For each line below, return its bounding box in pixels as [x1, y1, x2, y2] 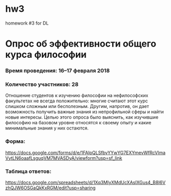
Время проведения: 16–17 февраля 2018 [5, 67, 110, 74]
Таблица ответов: [5, 167, 52, 175]
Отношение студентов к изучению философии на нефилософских [5, 93, 149, 99]
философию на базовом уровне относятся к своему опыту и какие [5, 120, 152, 126]
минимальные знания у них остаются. [5, 125, 89, 131]
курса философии [5, 49, 87, 60]
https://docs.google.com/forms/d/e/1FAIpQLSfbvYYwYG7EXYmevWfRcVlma [5, 149, 166, 156]
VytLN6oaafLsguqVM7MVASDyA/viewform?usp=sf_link [5, 155, 123, 161]
